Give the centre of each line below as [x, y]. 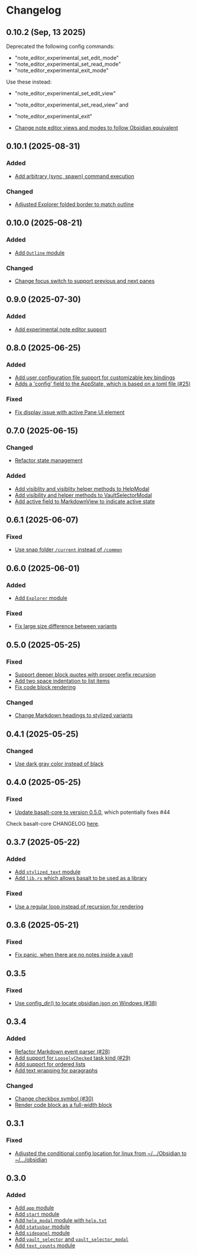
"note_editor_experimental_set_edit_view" [65, 93]
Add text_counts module [45, 1246]
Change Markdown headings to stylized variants [74, 715]
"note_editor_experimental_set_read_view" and [72, 105]
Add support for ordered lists [50, 1064]
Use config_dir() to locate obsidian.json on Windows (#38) [86, 1003]
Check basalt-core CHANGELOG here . [53, 823]
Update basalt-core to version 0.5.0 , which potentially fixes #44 [92, 812]
